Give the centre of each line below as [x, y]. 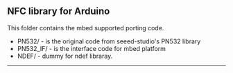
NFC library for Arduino [59, 11]
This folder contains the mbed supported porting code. [86, 28]
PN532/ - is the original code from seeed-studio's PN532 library [109, 41]
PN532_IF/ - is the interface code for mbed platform [92, 48]
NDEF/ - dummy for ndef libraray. [65, 56]
